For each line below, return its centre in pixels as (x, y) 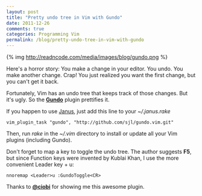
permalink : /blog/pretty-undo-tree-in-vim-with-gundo (75, 40)
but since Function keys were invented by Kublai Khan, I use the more (93, 158)
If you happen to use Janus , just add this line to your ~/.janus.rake (88, 111)
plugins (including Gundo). (39, 140)
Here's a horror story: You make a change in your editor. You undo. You (95, 69)
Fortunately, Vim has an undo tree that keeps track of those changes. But (97, 93)
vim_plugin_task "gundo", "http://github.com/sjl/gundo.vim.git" (90, 122)
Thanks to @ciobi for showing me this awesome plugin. (75, 187)
